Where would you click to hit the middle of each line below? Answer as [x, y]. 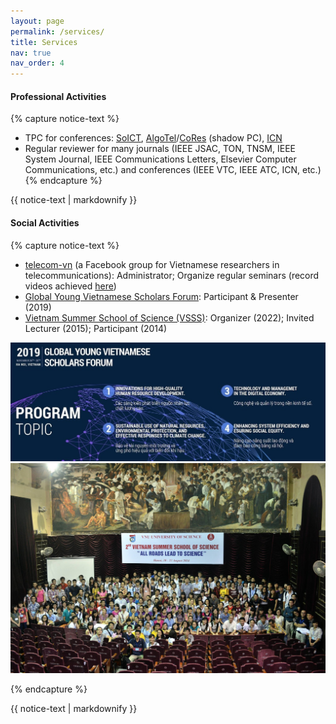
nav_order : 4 [37, 63]
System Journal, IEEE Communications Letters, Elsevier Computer [160, 159]
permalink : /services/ [57, 31]
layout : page [37, 21]
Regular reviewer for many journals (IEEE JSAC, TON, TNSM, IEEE [160, 149]
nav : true [31, 53]
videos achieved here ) [70, 286]
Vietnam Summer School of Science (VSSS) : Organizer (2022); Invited [169, 317]
